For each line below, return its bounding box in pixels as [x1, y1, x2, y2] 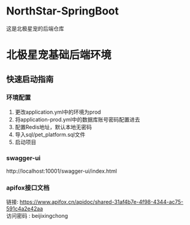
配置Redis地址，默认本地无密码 [14, 123, 92, 131]
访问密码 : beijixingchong [6, 212, 68, 220]
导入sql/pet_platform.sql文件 [14, 131, 86, 138]
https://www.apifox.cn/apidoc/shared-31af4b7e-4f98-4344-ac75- [19, 199, 184, 206]
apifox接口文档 [6, 183, 50, 192]
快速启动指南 [6, 74, 54, 84]
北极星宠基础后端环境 [6, 48, 112, 62]
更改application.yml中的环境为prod [14, 108, 101, 116]
